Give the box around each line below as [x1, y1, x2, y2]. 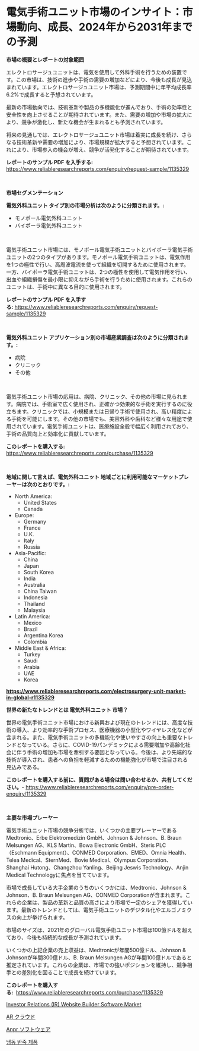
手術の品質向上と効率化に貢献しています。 [6, 430, 110, 437]
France [23, 524, 41, 531]
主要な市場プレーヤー [6, 814, 58, 821]
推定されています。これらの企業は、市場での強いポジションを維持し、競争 [6, 961, 188, 968]
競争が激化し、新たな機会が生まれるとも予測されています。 [21, 118, 166, 126]
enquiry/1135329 [6, 790, 47, 797]
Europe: [14, 511, 34, 518]
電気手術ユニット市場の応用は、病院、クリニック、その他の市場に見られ [6, 393, 182, 400]
